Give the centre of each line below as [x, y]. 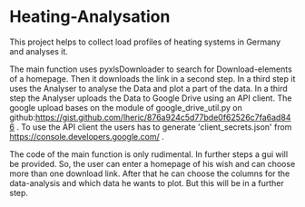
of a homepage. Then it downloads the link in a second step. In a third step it [152, 78]
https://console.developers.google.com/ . [87, 136]
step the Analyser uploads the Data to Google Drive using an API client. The [151, 98]
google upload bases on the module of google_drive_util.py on [126, 107]
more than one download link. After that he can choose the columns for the [150, 173]
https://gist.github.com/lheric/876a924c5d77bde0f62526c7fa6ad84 [163, 117]
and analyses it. [39, 51]
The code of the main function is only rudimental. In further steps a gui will [149, 154]
